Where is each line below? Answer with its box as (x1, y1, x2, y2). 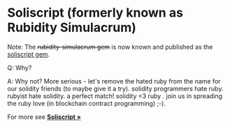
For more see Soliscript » (7, 113, 82, 121)
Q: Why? (7, 63, 32, 72)
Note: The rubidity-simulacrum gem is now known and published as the (7, 42, 213, 51)
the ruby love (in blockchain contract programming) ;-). (7, 99, 166, 107)
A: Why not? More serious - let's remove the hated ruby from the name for (7, 77, 222, 85)
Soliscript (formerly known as (7, 5, 184, 21)
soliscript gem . (7, 50, 50, 58)
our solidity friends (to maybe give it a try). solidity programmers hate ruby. (7, 84, 224, 93)
